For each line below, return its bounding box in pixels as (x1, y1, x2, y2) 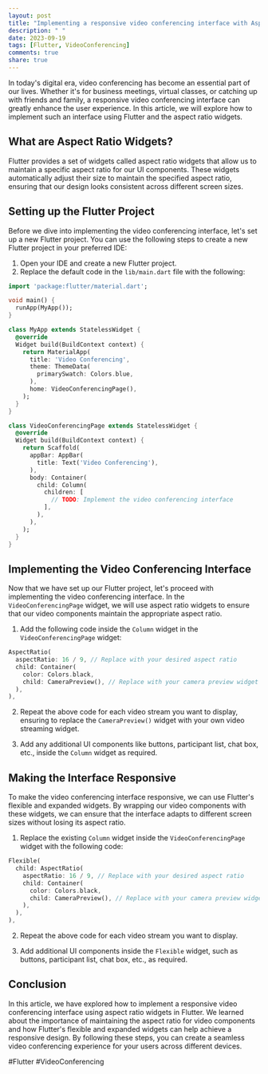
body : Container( (29, 474, 88, 482)
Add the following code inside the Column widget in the (19, 624, 199, 634)
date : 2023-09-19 (8, 33, 66, 42)
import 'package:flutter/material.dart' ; (8, 282, 148, 290)
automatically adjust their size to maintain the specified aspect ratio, (8, 173, 233, 183)
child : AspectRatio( (15, 864, 84, 872)
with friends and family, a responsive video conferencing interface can (8, 95, 241, 104)
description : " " (8, 26, 66, 34)
